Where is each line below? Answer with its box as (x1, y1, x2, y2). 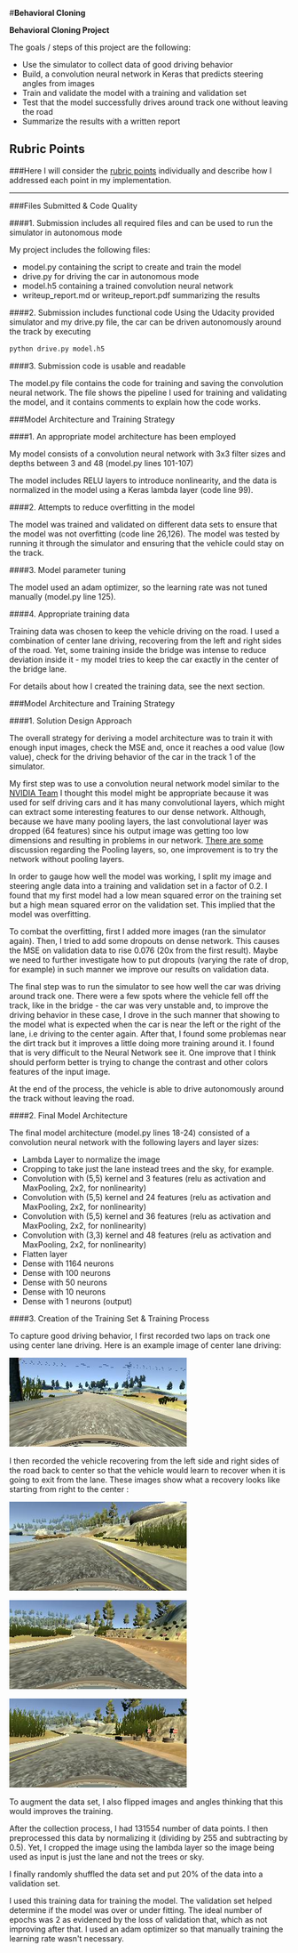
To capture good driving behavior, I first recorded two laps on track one (9, 1330, 271, 1341)
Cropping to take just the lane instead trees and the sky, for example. (21, 1163, 275, 1174)
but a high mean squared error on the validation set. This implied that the (9, 899, 276, 910)
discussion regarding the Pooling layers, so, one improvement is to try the (9, 844, 278, 855)
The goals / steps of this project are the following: (9, 42, 191, 52)
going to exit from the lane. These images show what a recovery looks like (9, 1474, 281, 1485)
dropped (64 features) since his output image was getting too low (9, 825, 249, 835)
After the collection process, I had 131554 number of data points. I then (9, 1823, 269, 1834)
